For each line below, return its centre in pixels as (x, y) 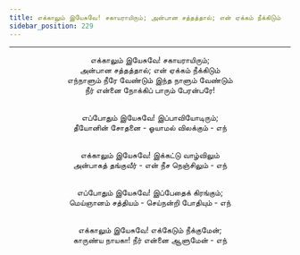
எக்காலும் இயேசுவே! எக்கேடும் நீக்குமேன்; (150, 230)
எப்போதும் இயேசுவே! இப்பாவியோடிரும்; (150, 117)
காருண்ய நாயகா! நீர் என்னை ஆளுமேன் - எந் (150, 240)
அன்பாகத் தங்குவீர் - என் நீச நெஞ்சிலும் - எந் (150, 165)
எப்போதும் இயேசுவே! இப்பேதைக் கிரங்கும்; (150, 192)
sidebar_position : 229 (51, 26)
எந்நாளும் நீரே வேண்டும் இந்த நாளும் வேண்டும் (150, 80)
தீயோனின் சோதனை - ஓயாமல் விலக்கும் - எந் (150, 127)
